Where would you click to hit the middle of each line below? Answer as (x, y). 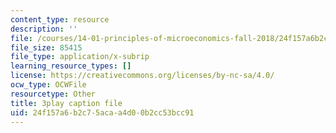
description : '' (44, 29)
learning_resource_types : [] (71, 66)
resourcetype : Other (53, 94)
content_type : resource (60, 19)
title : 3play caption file (66, 103)
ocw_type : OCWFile (48, 85)
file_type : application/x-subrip (80, 57)
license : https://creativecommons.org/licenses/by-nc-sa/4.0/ (142, 76)
